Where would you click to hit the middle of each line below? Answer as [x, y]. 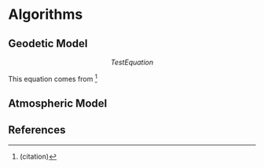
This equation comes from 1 [53, 78]
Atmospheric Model [58, 104]
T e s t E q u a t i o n [132, 62]
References [37, 130]
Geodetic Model [48, 44]
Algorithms [46, 15]
